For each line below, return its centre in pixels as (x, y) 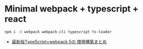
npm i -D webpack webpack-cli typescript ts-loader (58, 32)
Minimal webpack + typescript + (71, 9)
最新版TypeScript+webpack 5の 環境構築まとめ (59, 41)
